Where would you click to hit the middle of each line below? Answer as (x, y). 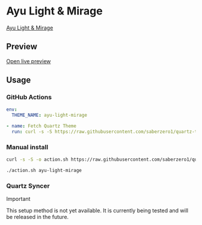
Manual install (27, 147)
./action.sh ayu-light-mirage (44, 171)
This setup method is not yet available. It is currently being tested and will (97, 211)
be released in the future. (38, 217)
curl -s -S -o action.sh (37, 160)
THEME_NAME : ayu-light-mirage (49, 116)
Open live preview (29, 61)
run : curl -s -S (32, 132)
